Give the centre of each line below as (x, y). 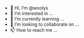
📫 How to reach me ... (34, 30)
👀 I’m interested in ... (32, 13)
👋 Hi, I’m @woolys (29, 8)
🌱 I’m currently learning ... (37, 19)
